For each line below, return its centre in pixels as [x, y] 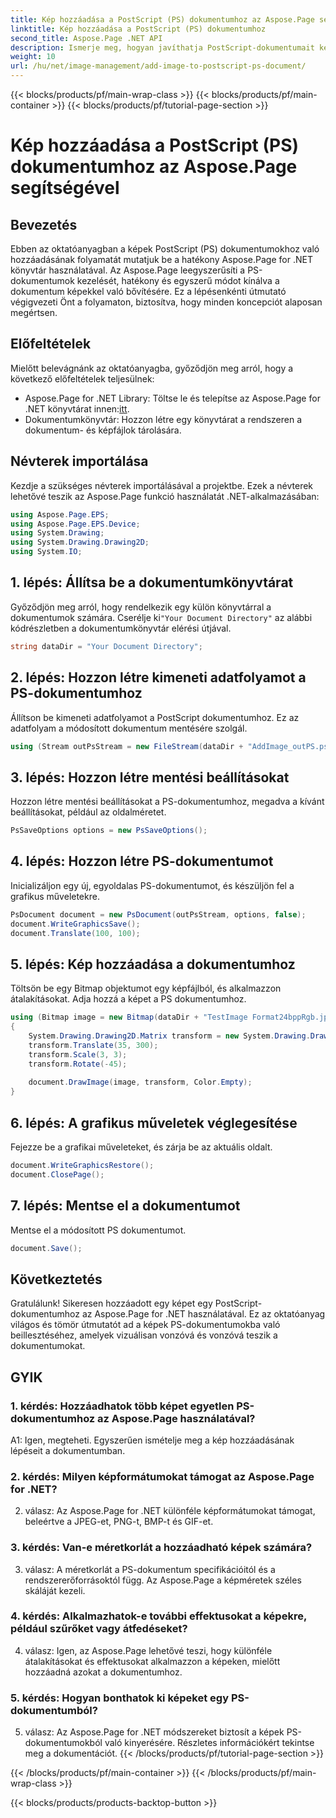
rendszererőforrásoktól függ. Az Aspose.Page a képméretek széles [163, 1580]
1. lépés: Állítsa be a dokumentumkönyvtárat [152, 582]
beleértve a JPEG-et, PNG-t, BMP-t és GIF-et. [119, 1522]
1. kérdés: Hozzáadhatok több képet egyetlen [122, 1406]
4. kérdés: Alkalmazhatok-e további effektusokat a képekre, [158, 1616]
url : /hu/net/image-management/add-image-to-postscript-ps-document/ [158, 66]
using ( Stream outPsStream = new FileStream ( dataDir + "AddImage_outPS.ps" [171, 746]
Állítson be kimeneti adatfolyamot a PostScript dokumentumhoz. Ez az [155, 717]
